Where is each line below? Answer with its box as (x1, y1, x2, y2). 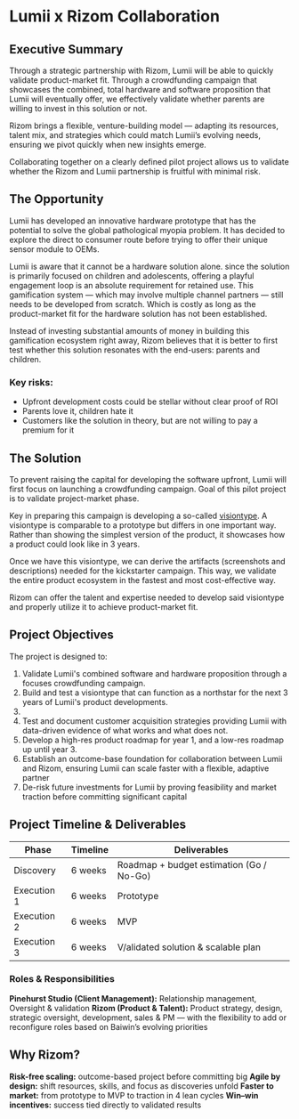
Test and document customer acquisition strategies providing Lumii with (21, 715, 287, 726)
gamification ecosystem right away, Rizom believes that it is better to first (9, 335, 279, 345)
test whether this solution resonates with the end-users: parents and (9, 345, 261, 355)
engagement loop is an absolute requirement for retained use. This (9, 280, 254, 290)
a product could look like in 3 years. (9, 539, 141, 549)
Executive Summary (9, 42, 124, 57)
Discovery (13, 864, 56, 876)
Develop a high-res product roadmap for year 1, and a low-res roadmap (21, 734, 285, 745)
